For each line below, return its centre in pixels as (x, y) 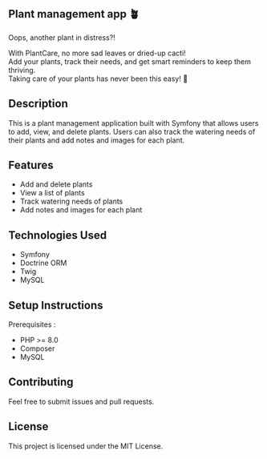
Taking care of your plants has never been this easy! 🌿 (98, 79)
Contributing (41, 382)
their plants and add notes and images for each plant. (97, 140)
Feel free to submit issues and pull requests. (81, 401)
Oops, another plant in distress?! (62, 37)
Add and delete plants (56, 184)
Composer (37, 348)
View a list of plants (53, 193)
